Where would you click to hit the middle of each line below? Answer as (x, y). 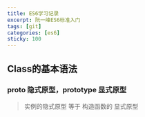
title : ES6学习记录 (33, 13)
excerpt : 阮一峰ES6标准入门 (44, 20)
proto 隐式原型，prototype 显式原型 (67, 90)
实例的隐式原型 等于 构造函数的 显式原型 (81, 106)
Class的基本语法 (42, 68)
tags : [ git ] (24, 26)
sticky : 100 (24, 39)
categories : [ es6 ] (33, 33)
